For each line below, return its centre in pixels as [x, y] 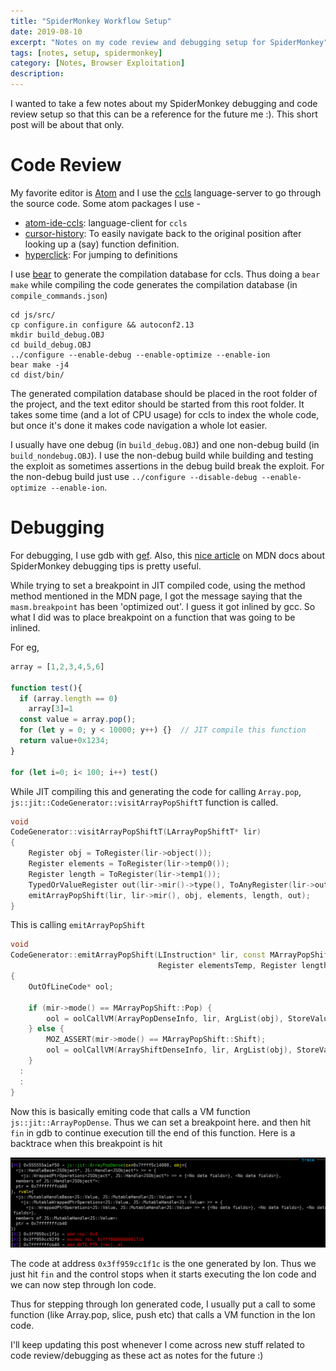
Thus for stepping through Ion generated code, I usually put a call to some [163, 1304]
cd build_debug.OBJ [51, 345]
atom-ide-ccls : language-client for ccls [106, 222]
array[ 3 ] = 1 [51, 709]
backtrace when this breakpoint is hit [86, 1143]
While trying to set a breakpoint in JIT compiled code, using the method [158, 585]
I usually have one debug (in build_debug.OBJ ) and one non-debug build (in [165, 444]
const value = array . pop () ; [78, 720]
